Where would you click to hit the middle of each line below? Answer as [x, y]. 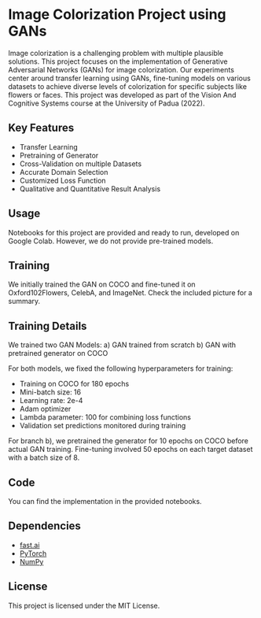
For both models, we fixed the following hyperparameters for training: [121, 368]
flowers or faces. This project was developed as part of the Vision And [122, 94]
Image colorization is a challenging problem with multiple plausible [116, 53]
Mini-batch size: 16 [50, 392]
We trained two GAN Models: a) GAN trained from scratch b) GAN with [122, 345]
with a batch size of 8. [44, 457]
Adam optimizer [45, 409]
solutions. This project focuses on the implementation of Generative [118, 61]
